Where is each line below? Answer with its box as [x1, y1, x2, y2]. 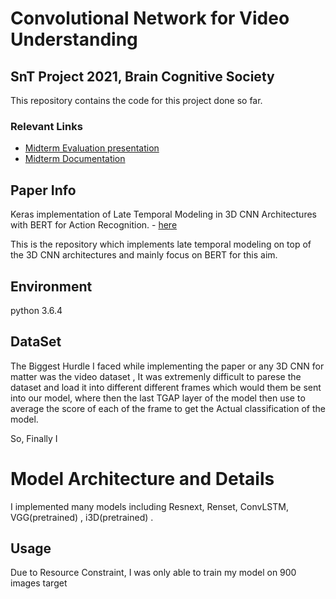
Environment [10, 278, 93, 295]
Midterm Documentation [24, 153, 126, 165]
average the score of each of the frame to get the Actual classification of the [10, 402, 326, 414]
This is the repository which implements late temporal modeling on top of [10, 238, 312, 251]
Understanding [10, 28, 138, 51]
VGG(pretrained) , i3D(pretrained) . [10, 511, 154, 523]
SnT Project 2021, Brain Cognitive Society [10, 68, 275, 85]
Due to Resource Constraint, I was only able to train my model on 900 [10, 567, 297, 579]
